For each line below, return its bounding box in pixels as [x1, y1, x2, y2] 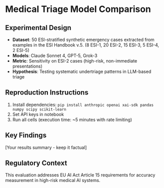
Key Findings [5, 131, 47, 139]
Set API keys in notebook [12, 111, 64, 117]
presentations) [12, 63, 43, 69]
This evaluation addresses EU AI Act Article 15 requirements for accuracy [5, 172, 156, 178]
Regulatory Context [5, 159, 67, 167]
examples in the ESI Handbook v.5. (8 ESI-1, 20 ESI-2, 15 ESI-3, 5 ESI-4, [12, 42, 160, 48]
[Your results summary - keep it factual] [5, 144, 87, 150]
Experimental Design [5, 23, 71, 32]
